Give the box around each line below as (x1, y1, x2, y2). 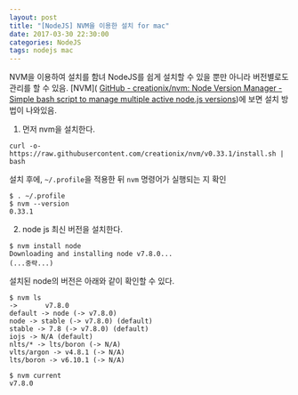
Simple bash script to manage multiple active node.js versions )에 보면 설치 (9, 94, 279, 105)
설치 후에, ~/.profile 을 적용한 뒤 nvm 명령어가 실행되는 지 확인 (9, 174, 227, 185)
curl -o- (9, 141, 42, 151)
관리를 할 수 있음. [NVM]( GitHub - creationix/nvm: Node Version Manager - (9, 83, 283, 93)
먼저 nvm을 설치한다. (21, 124, 96, 134)
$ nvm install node (9, 242, 82, 251)
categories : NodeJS (9, 37, 82, 47)
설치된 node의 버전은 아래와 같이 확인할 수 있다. (9, 276, 175, 286)
